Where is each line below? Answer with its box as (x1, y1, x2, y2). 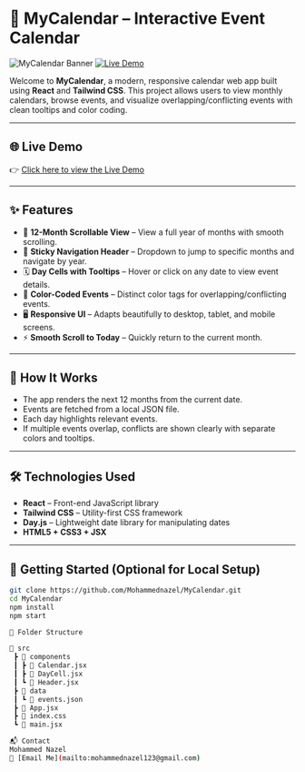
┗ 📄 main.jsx (13, 720, 64, 729)
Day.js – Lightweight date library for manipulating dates (22, 517, 231, 528)
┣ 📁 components (13, 653, 71, 662)
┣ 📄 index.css (13, 712, 67, 721)
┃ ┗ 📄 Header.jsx (13, 677, 79, 686)
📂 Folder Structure (9, 627, 84, 636)
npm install (9, 603, 54, 612)
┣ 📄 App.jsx (13, 703, 59, 713)
